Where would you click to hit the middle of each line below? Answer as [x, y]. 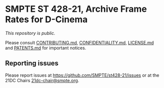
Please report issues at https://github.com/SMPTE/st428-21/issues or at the [82, 75]
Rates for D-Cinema [46, 19]
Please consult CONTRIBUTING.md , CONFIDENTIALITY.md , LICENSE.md [80, 42]
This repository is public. [30, 33]
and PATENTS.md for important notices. [46, 48]
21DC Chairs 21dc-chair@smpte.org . [42, 80]
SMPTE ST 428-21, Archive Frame [76, 9]
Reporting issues [32, 63]
